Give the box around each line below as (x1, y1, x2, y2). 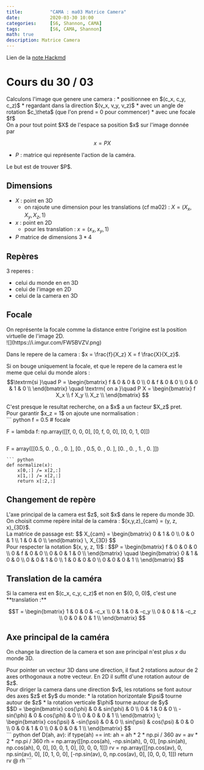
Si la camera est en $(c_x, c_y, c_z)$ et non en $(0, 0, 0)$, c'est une (6, 590, 177, 597)
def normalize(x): (6, 462, 53, 468)
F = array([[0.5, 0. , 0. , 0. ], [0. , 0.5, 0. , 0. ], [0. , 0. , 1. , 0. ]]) (6, 445, 160, 452)
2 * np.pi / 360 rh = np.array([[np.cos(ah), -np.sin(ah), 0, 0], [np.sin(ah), (6, 738, 187, 745)
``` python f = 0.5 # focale (6, 416, 71, 423)
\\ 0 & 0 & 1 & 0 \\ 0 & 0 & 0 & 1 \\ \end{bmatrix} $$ (6, 725, 132, 732)
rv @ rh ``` (6, 757, 32, 765)
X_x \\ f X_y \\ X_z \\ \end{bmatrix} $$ (55, 391, 149, 399)
